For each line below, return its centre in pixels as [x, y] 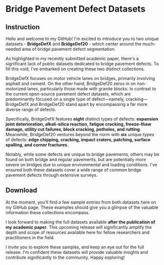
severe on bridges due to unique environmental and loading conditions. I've [82, 165]
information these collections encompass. [48, 212]
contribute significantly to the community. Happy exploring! [65, 257]
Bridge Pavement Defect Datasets [76, 9]
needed [13, 49]
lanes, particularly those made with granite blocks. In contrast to [92, 89]
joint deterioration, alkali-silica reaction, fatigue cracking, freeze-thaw [79, 124]
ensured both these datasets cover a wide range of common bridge [73, 170]
